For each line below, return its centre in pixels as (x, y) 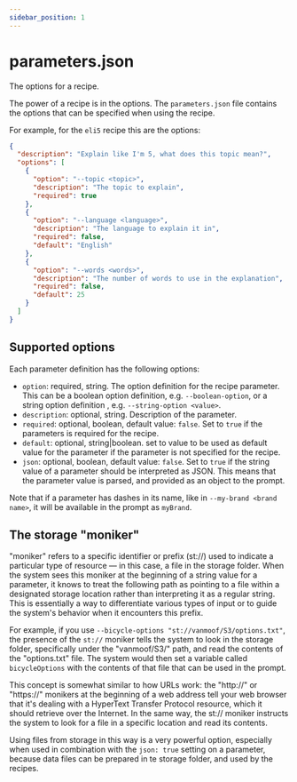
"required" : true (65, 195)
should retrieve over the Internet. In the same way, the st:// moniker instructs (149, 714)
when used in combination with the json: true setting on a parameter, (137, 750)
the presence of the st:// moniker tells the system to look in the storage (141, 640)
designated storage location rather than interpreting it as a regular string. (142, 594)
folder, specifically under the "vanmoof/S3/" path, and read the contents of (146, 649)
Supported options (62, 347)
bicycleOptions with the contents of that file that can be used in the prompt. (148, 668)
